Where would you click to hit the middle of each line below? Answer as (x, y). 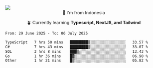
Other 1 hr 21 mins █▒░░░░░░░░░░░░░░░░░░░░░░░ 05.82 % (77, 61)
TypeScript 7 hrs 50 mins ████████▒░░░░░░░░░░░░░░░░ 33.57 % (77, 42)
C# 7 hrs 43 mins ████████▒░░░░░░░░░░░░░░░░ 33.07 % (77, 47)
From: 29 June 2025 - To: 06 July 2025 (47, 34)
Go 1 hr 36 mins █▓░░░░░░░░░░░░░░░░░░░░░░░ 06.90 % (77, 56)
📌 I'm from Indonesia (84, 13)
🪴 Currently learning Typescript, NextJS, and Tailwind (84, 22)
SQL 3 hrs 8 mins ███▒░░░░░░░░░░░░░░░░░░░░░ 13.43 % (77, 51)
